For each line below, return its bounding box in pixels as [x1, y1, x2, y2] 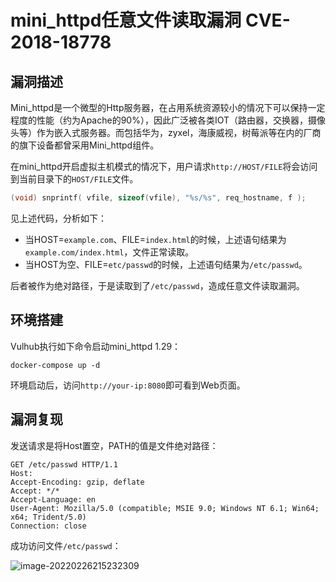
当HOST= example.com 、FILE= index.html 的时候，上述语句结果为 [24, 233, 287, 245]
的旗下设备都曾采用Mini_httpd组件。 [10, 139, 160, 151]
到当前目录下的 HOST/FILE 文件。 [10, 173, 139, 185]
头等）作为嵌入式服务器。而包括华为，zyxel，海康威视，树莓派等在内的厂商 [10, 127, 322, 138]
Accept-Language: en [10, 494, 97, 505]
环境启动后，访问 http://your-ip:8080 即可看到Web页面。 [10, 379, 246, 391]
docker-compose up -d [10, 360, 101, 370]
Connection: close [10, 521, 87, 531]
